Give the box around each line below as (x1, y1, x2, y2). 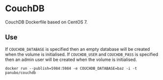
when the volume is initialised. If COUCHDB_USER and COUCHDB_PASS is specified (5, 51, 159, 57)
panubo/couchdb (5, 70, 36, 75)
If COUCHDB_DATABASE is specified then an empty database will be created (5, 46, 150, 52)
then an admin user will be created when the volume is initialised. (5, 57, 137, 62)
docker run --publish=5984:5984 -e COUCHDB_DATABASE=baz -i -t (5, 66, 137, 71)
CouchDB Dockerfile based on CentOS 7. (5, 19, 88, 25)
